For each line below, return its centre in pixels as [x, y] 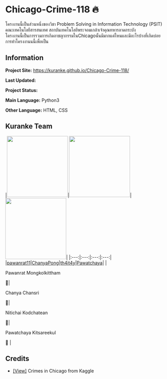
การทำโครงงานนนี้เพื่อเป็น [27, 41]
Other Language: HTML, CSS [37, 110]
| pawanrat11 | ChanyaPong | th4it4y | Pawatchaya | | [56, 263]
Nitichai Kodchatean [27, 313]
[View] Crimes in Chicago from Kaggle [53, 371]
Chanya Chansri [22, 293]
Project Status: [22, 90]
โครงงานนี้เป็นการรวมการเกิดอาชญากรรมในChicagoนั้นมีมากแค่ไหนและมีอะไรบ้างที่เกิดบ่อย [83, 35]
